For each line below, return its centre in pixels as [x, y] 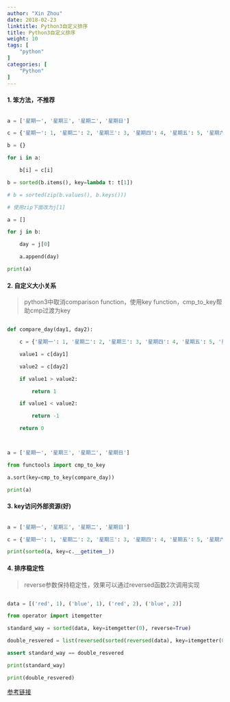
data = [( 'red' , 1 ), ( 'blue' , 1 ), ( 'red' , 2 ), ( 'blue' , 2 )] [95, 603]
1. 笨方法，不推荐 [31, 99]
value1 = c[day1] [44, 354]
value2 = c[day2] [44, 366]
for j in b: [24, 232]
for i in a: [24, 158]
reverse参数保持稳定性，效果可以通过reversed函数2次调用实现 [112, 585]
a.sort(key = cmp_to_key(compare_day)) [61, 477]
